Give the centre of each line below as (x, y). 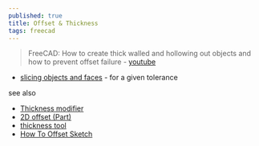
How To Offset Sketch (56, 134)
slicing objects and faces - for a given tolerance (99, 78)
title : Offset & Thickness (53, 23)
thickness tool (43, 126)
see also (22, 93)
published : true (35, 16)
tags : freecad (32, 30)
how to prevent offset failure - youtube (92, 62)
